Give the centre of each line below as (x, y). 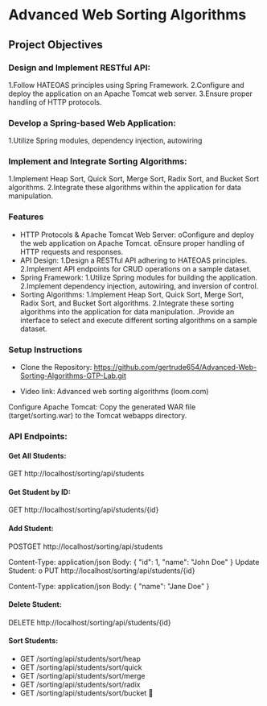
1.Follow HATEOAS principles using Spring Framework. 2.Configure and (126, 85)
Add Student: (31, 528)
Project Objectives (55, 45)
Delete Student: (35, 604)
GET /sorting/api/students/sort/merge (82, 676)
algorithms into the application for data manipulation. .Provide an (127, 311)
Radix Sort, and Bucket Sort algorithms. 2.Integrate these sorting (127, 303)
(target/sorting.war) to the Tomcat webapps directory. (98, 416)
